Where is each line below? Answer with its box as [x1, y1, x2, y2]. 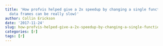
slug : [5, 25, 16, 30]
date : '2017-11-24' [5, 20, 45, 25]
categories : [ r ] [5, 29, 38, 34]
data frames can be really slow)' [9, 11, 79, 16]
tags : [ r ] [5, 34, 25, 39]
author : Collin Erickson [5, 16, 55, 21]
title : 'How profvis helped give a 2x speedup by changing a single [5, 7, 147, 12]
